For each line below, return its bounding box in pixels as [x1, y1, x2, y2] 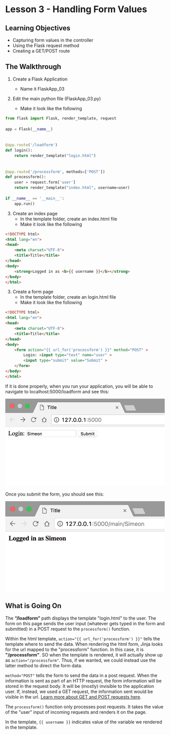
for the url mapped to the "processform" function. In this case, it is [5, 646, 144, 652]
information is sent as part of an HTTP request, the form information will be [5, 677, 162, 684]
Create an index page [12, 210, 58, 216]
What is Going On [5, 601, 62, 610]
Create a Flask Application [12, 76, 68, 82]
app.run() [14, 201, 35, 206]
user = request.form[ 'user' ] [14, 180, 76, 185]
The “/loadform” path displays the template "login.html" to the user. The [5, 615, 156, 621]
